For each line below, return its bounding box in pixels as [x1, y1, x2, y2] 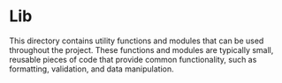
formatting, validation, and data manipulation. [9, 64, 174, 74]
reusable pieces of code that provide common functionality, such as [9, 54, 257, 64]
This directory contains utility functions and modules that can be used [9, 35, 264, 46]
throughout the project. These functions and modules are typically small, [9, 44, 274, 55]
